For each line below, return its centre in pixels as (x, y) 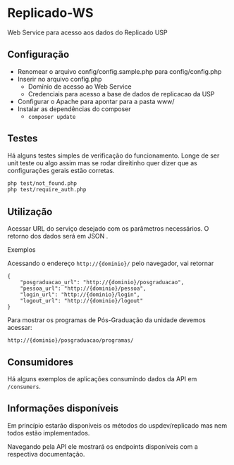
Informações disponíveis (63, 408)
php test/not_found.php (42, 183)
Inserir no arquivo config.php (60, 79)
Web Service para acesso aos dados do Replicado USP (87, 32)
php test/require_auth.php (47, 190)
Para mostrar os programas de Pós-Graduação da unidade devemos (106, 320)
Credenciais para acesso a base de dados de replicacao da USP (121, 94)
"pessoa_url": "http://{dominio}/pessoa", (83, 289)
